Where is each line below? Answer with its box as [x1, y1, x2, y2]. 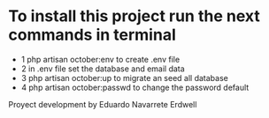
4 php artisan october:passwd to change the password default [20, 82, 250, 92]
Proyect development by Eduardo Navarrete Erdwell [8, 99, 197, 109]
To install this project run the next [8, 6, 260, 26]
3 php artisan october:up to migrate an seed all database [20, 72, 229, 83]
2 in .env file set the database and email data [20, 63, 185, 74]
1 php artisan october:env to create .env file [20, 54, 181, 64]
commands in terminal [8, 25, 176, 45]
